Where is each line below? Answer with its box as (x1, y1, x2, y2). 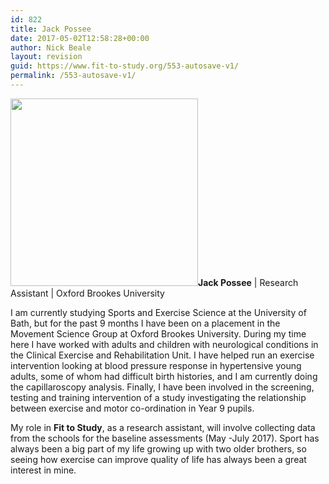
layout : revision (10, 52, 83, 62)
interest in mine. (10, 464, 77, 476)
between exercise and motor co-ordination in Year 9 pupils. (10, 402, 255, 414)
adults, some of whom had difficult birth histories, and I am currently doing (10, 370, 318, 382)
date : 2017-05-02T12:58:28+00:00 (10, 33, 150, 43)
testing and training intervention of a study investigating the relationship (10, 391, 307, 403)
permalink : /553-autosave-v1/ (10, 71, 137, 81)
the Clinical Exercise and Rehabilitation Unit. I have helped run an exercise (10, 349, 315, 361)
